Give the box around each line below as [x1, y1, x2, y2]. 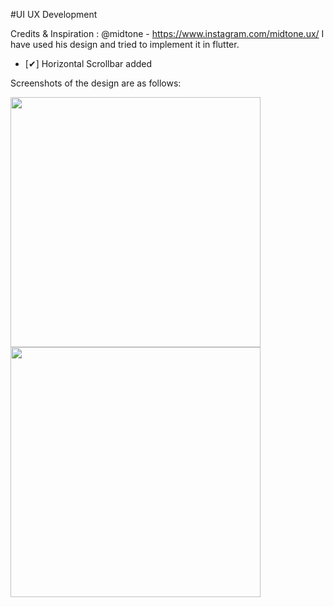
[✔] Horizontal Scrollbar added [24, 58, 153, 69]
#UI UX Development [10, 9, 98, 20]
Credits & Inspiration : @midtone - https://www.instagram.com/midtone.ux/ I [10, 28, 325, 39]
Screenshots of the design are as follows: [10, 77, 182, 89]
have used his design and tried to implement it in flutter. [10, 39, 240, 50]
